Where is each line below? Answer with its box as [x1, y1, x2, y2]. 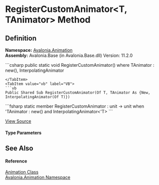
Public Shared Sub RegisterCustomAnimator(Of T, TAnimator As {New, [5, 90, 151, 95]
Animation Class [5, 169, 39, 175]
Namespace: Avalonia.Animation [5, 47, 73, 53]
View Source [5, 118, 31, 124]
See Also [5, 144, 33, 153]
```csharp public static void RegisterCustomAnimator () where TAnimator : [5, 62, 155, 68]
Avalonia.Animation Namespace [5, 175, 71, 181]
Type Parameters [5, 130, 42, 136]
